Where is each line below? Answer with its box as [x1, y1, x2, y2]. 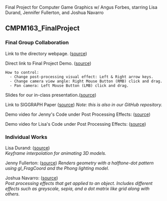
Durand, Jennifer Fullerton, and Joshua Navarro [5, 10, 104, 16]
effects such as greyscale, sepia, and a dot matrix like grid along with [5, 185, 150, 191]
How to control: [5, 70, 39, 75]
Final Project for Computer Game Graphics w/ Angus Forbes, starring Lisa [5, 5, 158, 10]
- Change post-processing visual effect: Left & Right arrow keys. [10, 74, 154, 79]
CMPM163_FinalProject [5, 24, 80, 33]
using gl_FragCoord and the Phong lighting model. [5, 165, 109, 171]
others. [5, 190, 20, 197]
